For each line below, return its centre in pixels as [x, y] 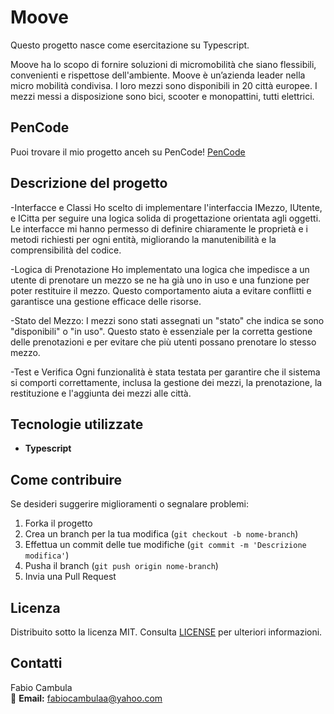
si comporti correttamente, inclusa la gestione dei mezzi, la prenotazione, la [166, 382]
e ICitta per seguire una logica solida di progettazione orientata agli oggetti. [166, 218]
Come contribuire [66, 479]
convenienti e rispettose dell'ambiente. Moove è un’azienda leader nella [158, 75]
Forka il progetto [58, 523]
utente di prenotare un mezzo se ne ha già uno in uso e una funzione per [160, 280]
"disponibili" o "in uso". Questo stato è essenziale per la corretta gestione [161, 331]
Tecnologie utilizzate [77, 424]
